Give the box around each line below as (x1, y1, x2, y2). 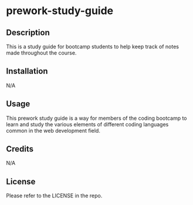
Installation (6, 66, 48, 76)
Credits (6, 144, 34, 154)
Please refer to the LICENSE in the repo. (6, 192, 103, 199)
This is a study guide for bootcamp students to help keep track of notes (6, 43, 179, 50)
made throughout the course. (6, 49, 77, 56)
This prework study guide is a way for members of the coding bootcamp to (6, 115, 187, 122)
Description (6, 28, 50, 38)
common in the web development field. (6, 127, 101, 134)
